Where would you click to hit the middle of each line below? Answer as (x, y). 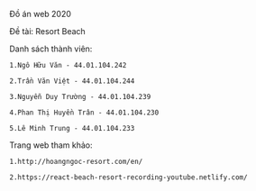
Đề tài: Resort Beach (47, 31)
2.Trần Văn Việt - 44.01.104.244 (72, 81)
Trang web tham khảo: (51, 145)
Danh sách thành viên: (51, 49)
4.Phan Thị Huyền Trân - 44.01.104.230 (84, 113)
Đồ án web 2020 (41, 14)
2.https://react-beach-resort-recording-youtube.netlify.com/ (128, 177)
